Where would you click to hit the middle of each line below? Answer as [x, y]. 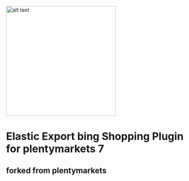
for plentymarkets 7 [55, 149]
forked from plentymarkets [56, 170]
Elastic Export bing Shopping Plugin [95, 136]
